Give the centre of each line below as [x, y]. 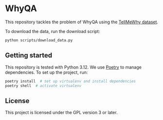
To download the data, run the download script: [53, 31]
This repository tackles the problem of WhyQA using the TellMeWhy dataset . [82, 22]
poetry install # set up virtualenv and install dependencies [71, 81]
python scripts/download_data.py [39, 40]
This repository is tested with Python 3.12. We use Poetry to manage [73, 67]
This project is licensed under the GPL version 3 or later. [61, 113]
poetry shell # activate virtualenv [43, 86]
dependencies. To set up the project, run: [46, 72]
